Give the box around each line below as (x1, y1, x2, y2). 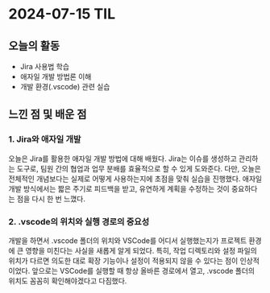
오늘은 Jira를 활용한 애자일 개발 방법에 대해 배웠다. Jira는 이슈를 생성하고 (8, 154, 238, 163)
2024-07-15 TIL (8, 5, 115, 23)
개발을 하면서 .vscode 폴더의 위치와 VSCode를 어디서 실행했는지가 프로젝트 (8, 235, 247, 246)
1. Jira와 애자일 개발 (8, 134, 81, 145)
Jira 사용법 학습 (19, 62, 70, 71)
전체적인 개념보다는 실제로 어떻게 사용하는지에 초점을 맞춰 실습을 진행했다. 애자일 (8, 174, 263, 184)
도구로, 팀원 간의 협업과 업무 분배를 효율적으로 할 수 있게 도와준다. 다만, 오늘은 (16, 163, 262, 173)
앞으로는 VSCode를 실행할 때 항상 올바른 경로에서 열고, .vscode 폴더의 (31, 266, 255, 275)
